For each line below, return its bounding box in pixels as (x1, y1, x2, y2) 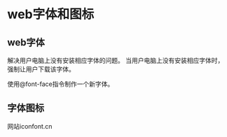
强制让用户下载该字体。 (7, 65, 75, 73)
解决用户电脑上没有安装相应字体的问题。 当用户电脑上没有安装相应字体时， (7, 57, 224, 64)
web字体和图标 (7, 6, 95, 22)
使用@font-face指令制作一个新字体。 (7, 80, 114, 88)
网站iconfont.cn (7, 122, 53, 130)
